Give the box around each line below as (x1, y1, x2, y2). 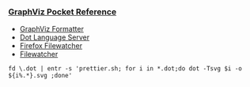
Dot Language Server (19, 32, 89, 42)
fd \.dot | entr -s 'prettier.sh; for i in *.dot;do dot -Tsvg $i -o (8, 65, 243, 73)
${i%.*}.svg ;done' (8, 72, 73, 80)
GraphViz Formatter (19, 25, 85, 34)
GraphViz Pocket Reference (8, 6, 117, 17)
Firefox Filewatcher (19, 41, 83, 51)
